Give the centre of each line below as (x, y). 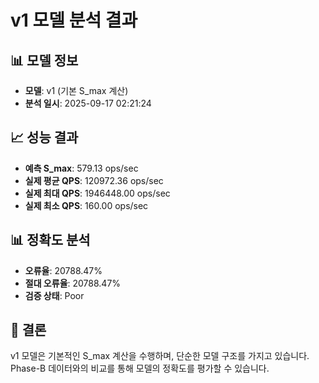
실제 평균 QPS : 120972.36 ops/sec (94, 180)
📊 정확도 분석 (50, 240)
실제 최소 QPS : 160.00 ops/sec (86, 205)
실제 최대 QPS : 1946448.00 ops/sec (97, 193)
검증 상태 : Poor (54, 295)
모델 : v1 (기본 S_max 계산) (76, 90)
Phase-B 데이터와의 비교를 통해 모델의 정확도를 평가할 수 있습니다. (140, 368)
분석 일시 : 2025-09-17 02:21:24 (88, 103)
